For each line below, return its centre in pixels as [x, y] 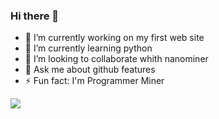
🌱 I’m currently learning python [88, 48]
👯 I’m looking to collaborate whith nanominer [116, 59]
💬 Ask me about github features [90, 70]
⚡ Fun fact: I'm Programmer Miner [94, 81]
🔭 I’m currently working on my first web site [114, 38]
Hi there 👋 [35, 16]
